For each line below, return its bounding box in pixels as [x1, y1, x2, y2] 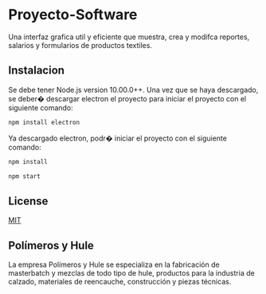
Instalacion [8, 64, 65, 77]
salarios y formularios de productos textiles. [8, 40, 153, 50]
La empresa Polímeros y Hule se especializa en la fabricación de [8, 260, 221, 269]
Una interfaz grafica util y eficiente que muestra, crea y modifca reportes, [8, 32, 250, 42]
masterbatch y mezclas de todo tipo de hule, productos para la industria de [8, 268, 255, 277]
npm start [8, 172, 41, 181]
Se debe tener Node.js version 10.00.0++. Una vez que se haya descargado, [8, 85, 259, 94]
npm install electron [8, 118, 80, 126]
